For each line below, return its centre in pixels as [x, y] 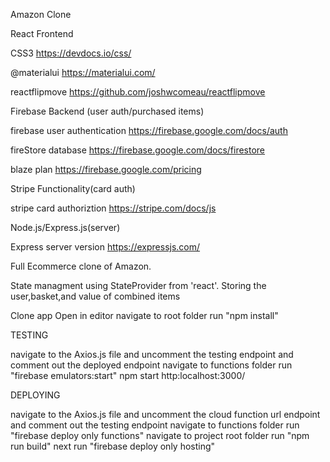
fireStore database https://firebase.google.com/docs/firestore [138, 150]
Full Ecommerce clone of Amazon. [81, 266]
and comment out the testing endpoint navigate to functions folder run [155, 425]
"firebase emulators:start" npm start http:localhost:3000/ [128, 375]
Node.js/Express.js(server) [65, 227]
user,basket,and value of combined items [95, 296]
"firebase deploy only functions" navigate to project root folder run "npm [160, 435]
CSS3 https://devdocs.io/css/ [71, 53]
